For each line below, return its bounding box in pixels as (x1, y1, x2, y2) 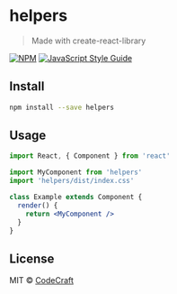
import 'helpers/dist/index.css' (9, 177, 135, 186)
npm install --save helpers (9, 103, 115, 112)
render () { (17, 200, 58, 210)
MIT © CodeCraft (9, 275, 75, 286)
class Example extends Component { (9, 193, 143, 202)
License (9, 251, 55, 266)
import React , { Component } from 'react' (9, 152, 171, 161)
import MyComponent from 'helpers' (9, 168, 143, 177)
